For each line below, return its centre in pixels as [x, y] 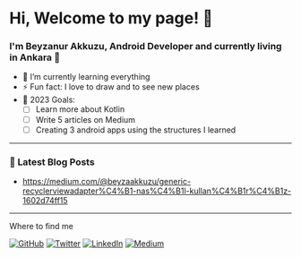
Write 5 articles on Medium [86, 119]
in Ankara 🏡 [35, 57]
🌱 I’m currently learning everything [86, 77]
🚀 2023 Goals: [49, 100]
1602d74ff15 [45, 200]
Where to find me [41, 226]
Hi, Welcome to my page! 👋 [111, 18]
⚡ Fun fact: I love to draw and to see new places [111, 87]
